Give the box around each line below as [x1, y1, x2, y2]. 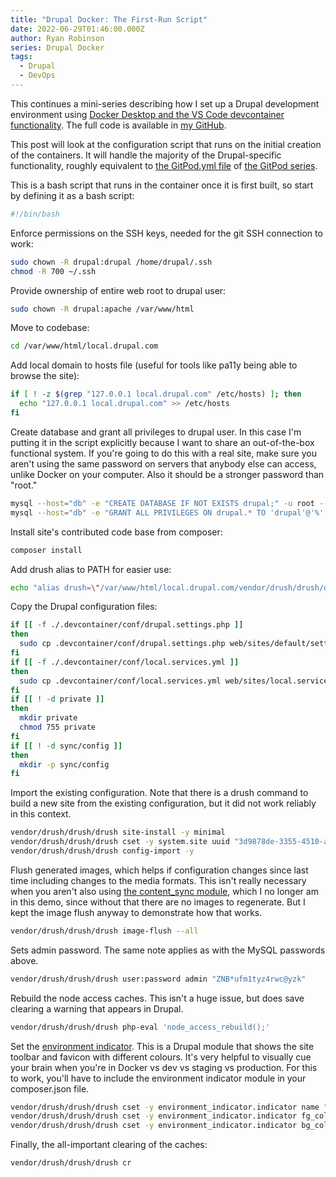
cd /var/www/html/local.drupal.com [10, 341, 159, 351]
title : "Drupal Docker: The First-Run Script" [10, 14, 208, 25]
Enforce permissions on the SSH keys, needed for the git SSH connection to [10, 227, 323, 239]
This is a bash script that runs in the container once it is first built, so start [10, 179, 314, 191]
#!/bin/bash [10, 209, 60, 219]
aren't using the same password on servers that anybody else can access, [10, 457, 317, 470]
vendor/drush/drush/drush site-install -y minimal [10, 827, 226, 838]
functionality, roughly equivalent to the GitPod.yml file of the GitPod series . [10, 159, 318, 171]
